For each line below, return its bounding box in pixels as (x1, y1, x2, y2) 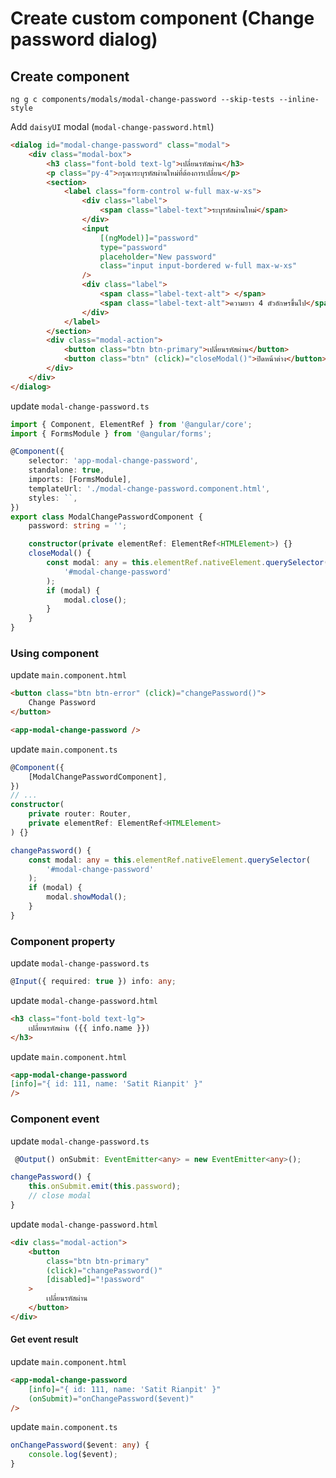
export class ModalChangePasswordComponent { (10, 512, 203, 522)
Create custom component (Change (10, 7, 315, 30)
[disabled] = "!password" (46, 1275, 145, 1285)
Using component (10, 646, 100, 660)
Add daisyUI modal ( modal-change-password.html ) (10, 121, 215, 132)
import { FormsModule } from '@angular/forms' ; (10, 428, 213, 439)
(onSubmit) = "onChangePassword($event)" (28, 1393, 195, 1404)
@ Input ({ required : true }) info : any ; (10, 977, 177, 987)
